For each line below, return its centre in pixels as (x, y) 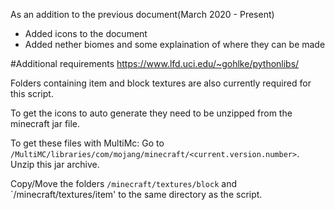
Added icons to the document (86, 33)
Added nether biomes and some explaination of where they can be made (175, 44)
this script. (32, 93)
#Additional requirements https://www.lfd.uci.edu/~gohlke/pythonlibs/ (155, 63)
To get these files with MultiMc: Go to (87, 143)
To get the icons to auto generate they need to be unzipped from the (151, 113)
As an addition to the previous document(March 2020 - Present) (142, 14)
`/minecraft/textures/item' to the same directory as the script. (136, 194)
